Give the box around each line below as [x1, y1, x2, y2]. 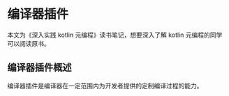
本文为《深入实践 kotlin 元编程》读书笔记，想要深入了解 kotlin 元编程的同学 [7, 31, 223, 39]
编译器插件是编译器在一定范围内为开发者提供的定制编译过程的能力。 [7, 81, 203, 90]
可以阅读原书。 [7, 39, 50, 47]
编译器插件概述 [7, 62, 72, 74]
